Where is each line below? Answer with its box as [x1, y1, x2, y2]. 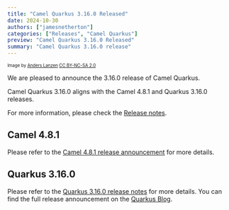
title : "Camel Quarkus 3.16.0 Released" [7, 10, 129, 18]
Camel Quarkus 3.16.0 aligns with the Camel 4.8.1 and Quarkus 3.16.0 [7, 88, 208, 95]
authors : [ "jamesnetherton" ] [7, 23, 94, 30]
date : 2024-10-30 [7, 17, 59, 24]
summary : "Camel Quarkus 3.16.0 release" [7, 43, 132, 50]
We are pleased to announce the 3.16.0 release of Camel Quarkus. [7, 74, 201, 82]
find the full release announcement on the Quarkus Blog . [7, 194, 173, 203]
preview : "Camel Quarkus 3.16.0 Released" [7, 37, 135, 44]
